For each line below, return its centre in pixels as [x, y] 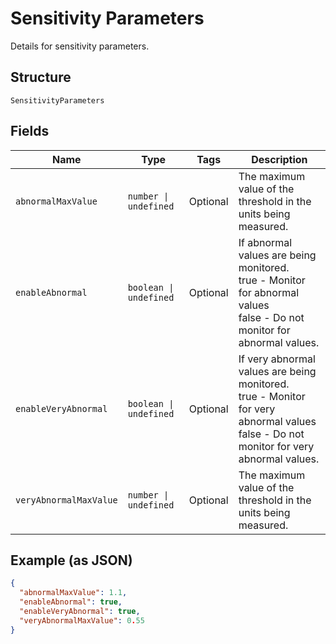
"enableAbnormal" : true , [71, 602]
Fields [30, 131]
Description [279, 159]
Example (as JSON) [71, 560]
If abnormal [265, 242]
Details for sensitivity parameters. [80, 46]
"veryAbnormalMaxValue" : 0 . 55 [82, 620]
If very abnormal [277, 359]
